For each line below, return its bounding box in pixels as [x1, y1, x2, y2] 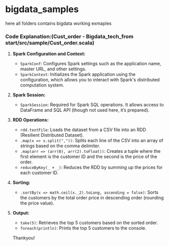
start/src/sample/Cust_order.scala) [5, 39, 95, 46]
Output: [12, 210, 29, 216]
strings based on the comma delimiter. [20, 143, 100, 149]
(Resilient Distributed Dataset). [20, 132, 85, 138]
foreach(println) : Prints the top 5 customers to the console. [20, 225, 147, 231]
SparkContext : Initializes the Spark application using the [20, 71, 136, 77]
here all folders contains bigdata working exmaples [5, 20, 112, 26]
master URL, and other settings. [20, 66, 87, 72]
